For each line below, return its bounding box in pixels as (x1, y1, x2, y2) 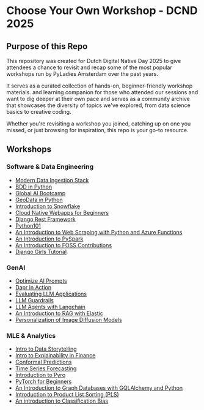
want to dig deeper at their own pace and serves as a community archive (6, 95, 191, 102)
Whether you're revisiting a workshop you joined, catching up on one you (6, 120, 191, 127)
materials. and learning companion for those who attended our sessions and (6, 89, 199, 95)
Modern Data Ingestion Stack (15, 176, 89, 184)
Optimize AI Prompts (15, 277, 67, 285)
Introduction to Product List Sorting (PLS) (15, 391, 119, 398)
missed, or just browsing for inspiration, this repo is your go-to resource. (6, 127, 189, 133)
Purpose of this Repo (6, 41, 88, 51)
